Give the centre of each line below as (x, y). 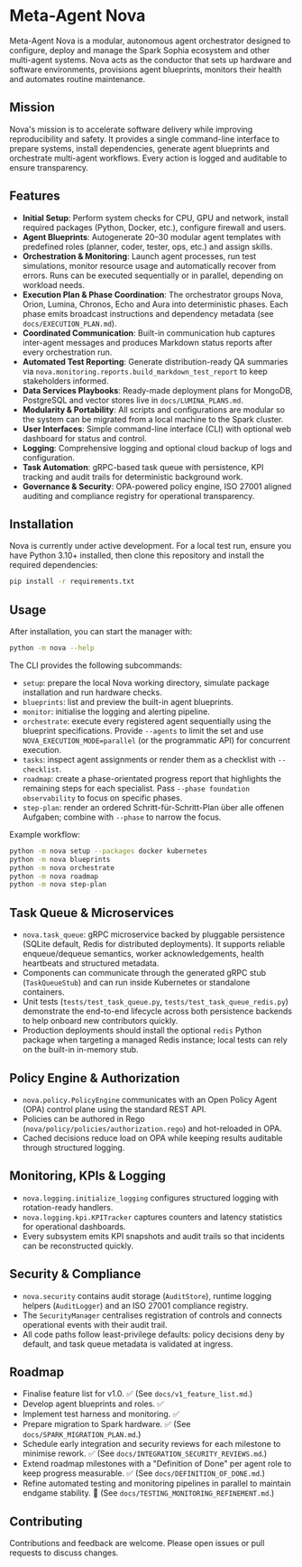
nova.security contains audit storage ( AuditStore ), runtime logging (147, 1295)
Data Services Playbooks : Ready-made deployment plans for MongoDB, (157, 390)
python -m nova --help (52, 648)
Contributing (46, 1521)
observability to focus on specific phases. (102, 797)
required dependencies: (54, 565)
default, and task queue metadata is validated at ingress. (128, 1344)
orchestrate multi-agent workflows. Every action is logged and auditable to (148, 158)
